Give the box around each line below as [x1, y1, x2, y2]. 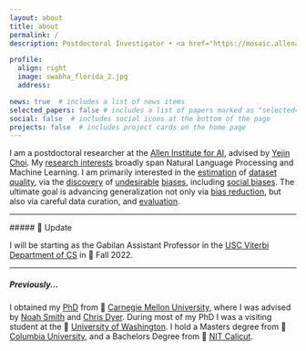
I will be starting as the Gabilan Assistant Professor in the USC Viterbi [9, 240, 270, 251]
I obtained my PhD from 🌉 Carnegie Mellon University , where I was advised [9, 302, 291, 313]
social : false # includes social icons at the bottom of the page [9, 114, 271, 123]
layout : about [9, 13, 64, 23]
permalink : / [9, 30, 59, 39]
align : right [17, 64, 67, 73]
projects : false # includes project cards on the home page [9, 122, 247, 132]
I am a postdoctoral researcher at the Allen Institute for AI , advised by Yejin [9, 148, 291, 159]
